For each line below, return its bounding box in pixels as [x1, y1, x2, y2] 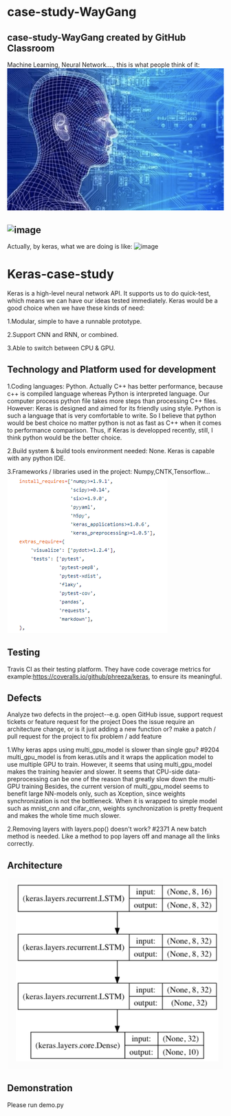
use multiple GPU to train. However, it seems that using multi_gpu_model [7, 761, 212, 769]
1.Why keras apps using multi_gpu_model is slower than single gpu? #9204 [7, 745, 220, 754]
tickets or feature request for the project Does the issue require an [7, 718, 195, 726]
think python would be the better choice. [7, 433, 122, 442]
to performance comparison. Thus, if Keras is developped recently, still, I [7, 426, 213, 434]
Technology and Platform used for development [7, 364, 217, 375]
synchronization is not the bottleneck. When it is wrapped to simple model [7, 797, 217, 805]
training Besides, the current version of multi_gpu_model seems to [21, 783, 210, 791]
